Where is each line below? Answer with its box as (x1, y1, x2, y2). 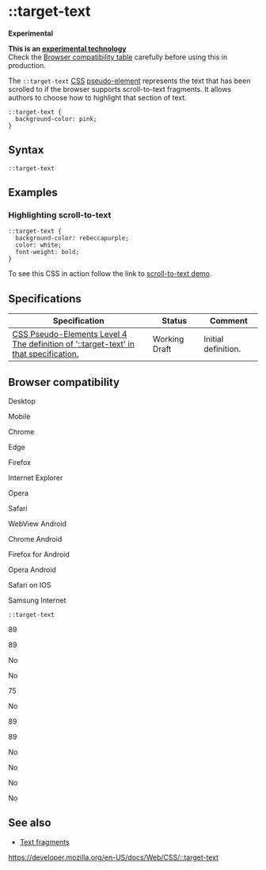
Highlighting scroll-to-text (8, 210, 112, 221)
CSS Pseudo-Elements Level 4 (12, 329, 127, 340)
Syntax (8, 143, 44, 157)
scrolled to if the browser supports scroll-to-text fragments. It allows (8, 84, 232, 93)
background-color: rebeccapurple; (15, 234, 129, 243)
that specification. (12, 349, 79, 360)
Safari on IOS (8, 581, 51, 590)
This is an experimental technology (8, 43, 127, 53)
